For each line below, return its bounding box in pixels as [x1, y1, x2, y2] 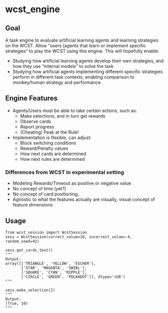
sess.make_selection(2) [5, 288, 56, 293]
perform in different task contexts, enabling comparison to [12, 74, 135, 80]
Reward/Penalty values [20, 145, 68, 151]
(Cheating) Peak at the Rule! [20, 129, 79, 135]
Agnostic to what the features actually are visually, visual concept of [12, 196, 155, 202]
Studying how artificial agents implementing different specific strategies [12, 68, 163, 75]
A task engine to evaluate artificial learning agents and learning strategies [5, 37, 159, 43]
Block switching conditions [20, 140, 76, 146]
